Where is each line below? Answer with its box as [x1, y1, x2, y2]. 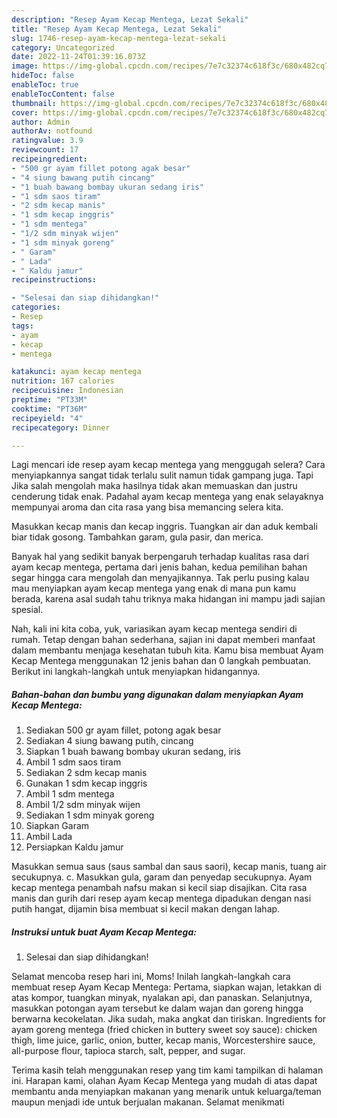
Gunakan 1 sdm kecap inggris [25, 777, 148, 790]
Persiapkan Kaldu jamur [25, 841, 124, 853]
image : [11, 61, 39, 71]
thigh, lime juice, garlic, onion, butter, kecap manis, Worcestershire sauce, [11, 1034, 316, 1046]
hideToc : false [11, 71, 75, 81]
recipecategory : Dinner [11, 422, 111, 433]
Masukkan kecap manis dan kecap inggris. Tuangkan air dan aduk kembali [11, 521, 318, 533]
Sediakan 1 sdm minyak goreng [25, 809, 155, 821]
